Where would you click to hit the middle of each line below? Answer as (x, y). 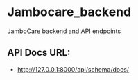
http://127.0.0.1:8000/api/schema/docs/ (73, 69)
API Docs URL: (39, 53)
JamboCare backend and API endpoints (64, 31)
